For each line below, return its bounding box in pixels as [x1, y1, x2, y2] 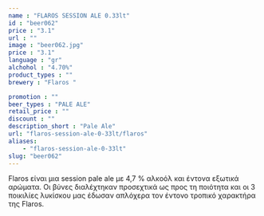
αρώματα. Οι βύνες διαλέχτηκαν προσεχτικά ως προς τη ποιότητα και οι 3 [8, 183, 255, 192]
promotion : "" [8, 92, 59, 100]
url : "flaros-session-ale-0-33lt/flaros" [8, 130, 148, 138]
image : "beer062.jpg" [8, 41, 84, 49]
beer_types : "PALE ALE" [8, 100, 91, 108]
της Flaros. [8, 199, 45, 209]
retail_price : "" [8, 108, 69, 116]
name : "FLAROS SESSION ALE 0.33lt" [8, 11, 130, 20]
